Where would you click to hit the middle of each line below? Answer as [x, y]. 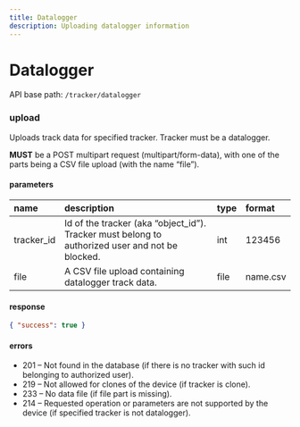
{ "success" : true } [48, 326]
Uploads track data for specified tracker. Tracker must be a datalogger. [140, 137]
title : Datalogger [43, 17]
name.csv [266, 276]
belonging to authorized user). [78, 375]
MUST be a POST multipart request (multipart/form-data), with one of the [144, 155]
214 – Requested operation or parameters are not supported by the [145, 404]
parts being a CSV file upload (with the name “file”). [104, 164]
